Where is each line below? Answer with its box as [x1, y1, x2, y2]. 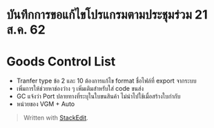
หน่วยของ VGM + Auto [16, 100, 75, 108]
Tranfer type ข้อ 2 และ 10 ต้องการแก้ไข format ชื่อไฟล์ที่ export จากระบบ [16, 76, 197, 85]
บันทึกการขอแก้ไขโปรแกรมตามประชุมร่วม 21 [6, 7, 208, 23]
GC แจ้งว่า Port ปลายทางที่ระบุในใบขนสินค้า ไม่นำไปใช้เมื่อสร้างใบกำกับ [16, 92, 181, 100]
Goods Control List [6, 54, 116, 70]
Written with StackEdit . [23, 114, 89, 122]
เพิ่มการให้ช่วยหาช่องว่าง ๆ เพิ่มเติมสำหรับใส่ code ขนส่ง [16, 85, 144, 93]
